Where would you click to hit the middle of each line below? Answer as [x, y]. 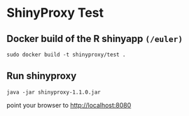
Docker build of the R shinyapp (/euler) [95, 39]
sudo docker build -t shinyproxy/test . [66, 55]
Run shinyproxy [42, 76]
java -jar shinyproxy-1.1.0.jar [54, 92]
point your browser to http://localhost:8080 [69, 105]
